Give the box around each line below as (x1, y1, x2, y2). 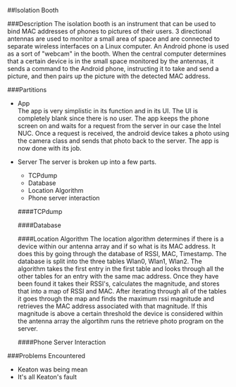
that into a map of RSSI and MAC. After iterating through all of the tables (17, 287, 227, 295)
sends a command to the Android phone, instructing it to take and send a (7, 65, 219, 72)
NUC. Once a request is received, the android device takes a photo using (17, 129, 230, 137)
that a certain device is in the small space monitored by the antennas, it (7, 57, 214, 65)
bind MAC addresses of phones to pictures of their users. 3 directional (7, 27, 212, 35)
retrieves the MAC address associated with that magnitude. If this (17, 302, 208, 310)
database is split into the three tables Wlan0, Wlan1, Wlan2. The (17, 257, 202, 265)
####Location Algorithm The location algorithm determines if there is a (17, 235, 224, 243)
